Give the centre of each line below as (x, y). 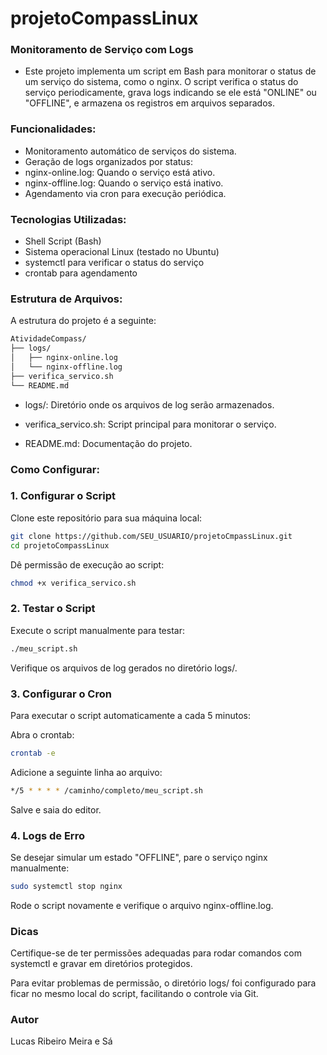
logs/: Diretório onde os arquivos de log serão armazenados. (149, 404)
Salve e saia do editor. (56, 809)
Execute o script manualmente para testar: (97, 630)
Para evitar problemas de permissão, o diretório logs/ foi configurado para (163, 983)
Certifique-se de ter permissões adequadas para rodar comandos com (156, 953)
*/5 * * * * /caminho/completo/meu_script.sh (106, 790)
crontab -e (33, 753)
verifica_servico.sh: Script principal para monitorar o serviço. (150, 424)
